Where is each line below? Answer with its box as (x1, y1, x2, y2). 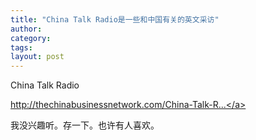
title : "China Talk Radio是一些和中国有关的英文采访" (10, 14, 220, 25)
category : (10, 33, 52, 43)
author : (10, 24, 43, 34)
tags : (10, 42, 33, 53)
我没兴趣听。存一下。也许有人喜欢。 (10, 119, 160, 131)
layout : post (10, 52, 65, 62)
